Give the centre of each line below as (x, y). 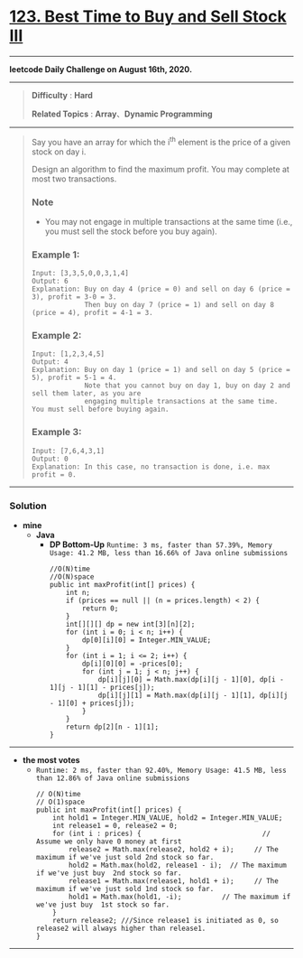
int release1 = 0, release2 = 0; (115, 826)
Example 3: (57, 432)
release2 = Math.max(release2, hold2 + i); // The (174, 850)
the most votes (51, 760)
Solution (28, 506)
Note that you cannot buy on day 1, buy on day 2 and (187, 386)
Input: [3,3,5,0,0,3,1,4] (80, 274)
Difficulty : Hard (62, 95)
